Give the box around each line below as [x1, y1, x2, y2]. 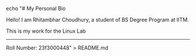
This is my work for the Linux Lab [6, 27, 86, 34]
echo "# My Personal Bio [6, 5, 66, 12]
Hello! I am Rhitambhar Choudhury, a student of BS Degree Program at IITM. [6, 16, 190, 23]
